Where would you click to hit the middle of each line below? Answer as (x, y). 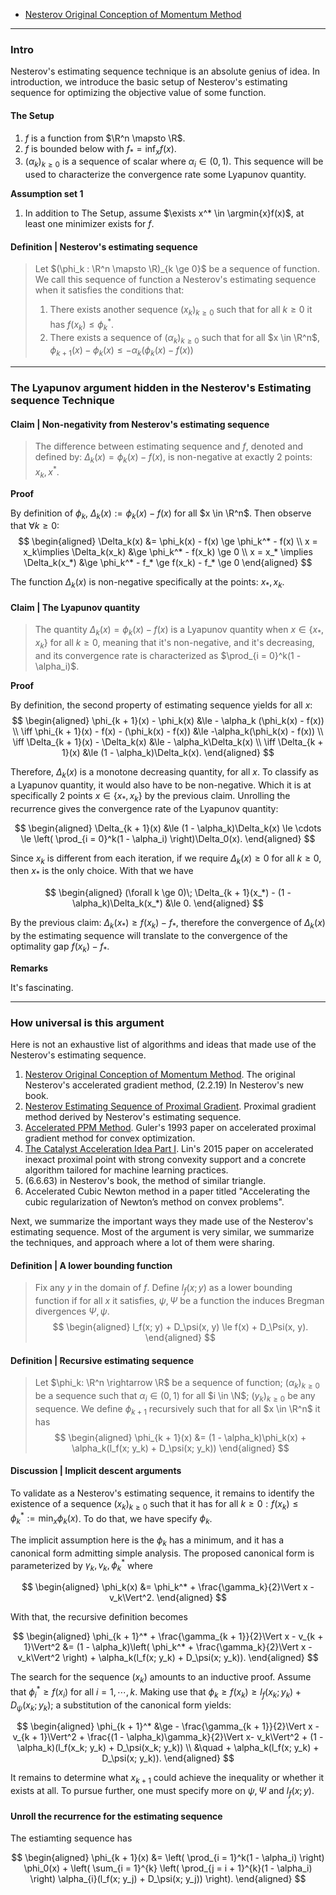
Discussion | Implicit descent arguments (96, 1471)
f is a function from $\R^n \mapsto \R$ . (105, 138)
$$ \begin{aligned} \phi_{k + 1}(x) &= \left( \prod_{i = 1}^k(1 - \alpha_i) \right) (168, 1858)
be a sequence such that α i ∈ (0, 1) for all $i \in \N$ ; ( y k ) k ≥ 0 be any (175, 1396)
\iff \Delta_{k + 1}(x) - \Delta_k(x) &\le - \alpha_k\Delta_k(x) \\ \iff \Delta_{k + (168, 741)
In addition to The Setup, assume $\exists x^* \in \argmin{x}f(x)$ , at (164, 213)
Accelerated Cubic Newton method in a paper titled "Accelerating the (167, 1191)
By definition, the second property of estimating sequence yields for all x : (161, 705)
